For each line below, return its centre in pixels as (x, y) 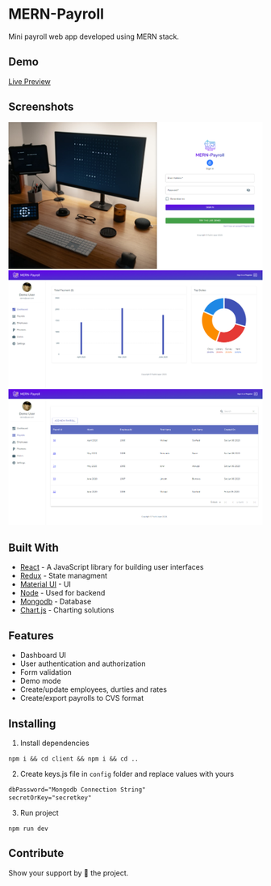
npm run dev (28, 829)
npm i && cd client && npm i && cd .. (73, 759)
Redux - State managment (63, 576)
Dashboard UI (43, 655)
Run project (39, 812)
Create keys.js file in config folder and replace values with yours (127, 774)
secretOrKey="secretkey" (50, 798)
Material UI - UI (45, 584)
